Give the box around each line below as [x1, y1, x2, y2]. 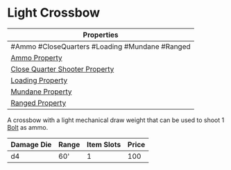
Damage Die [10, 139, 52, 149]
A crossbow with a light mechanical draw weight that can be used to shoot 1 [7, 116, 225, 124]
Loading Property [10, 75, 68, 85]
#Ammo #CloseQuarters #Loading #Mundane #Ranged [10, 42, 191, 51]
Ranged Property [10, 98, 67, 108]
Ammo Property [10, 53, 62, 62]
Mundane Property [10, 87, 72, 96]
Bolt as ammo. [7, 123, 49, 131]
